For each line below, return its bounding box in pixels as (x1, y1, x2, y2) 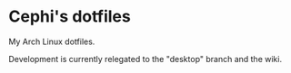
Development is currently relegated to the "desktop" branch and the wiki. (8, 53, 283, 64)
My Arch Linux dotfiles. (8, 36, 95, 47)
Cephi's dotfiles (8, 6, 131, 27)
